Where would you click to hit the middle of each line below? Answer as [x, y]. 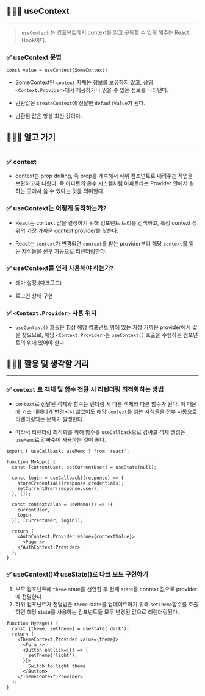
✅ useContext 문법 [34, 57]
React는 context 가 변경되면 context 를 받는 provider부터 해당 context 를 [101, 243]
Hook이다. [34, 40]
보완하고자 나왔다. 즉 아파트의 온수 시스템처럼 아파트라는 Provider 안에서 [101, 183]
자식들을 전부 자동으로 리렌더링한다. [64, 251]
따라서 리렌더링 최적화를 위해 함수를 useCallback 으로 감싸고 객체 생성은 [100, 432]
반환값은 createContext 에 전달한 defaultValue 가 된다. [80, 103]
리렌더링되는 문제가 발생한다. [49, 419]
